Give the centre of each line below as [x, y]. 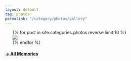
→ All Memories [22, 54]
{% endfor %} [26, 42]
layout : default [22, 10]
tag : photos [17, 14]
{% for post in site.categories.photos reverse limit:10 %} [69, 33]
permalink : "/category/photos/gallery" [46, 19]
